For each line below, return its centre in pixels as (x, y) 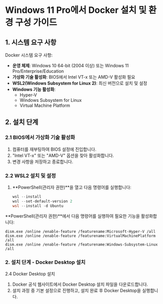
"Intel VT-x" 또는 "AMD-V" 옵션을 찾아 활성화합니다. (63, 155)
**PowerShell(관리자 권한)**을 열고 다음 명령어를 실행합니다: (72, 187)
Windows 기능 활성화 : (34, 89)
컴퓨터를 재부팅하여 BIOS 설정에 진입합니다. (54, 149)
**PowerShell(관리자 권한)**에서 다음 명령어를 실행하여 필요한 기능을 (73, 216)
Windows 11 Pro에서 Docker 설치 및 (76, 10)
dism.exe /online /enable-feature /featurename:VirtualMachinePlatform (80, 236)
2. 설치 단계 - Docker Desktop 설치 (45, 262)
